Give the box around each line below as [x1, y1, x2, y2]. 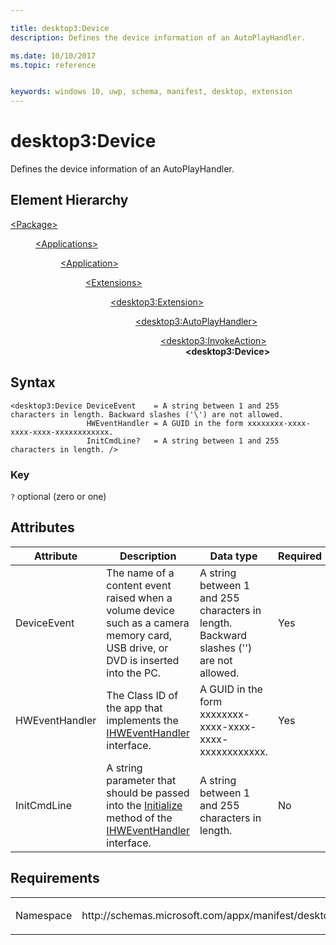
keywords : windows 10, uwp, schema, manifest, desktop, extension [10, 87, 293, 97]
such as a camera [106, 616, 190, 630]
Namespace [15, 908, 73, 922]
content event [106, 578, 172, 592]
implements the [106, 713, 179, 727]
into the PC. [106, 666, 162, 680]
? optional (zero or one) [10, 490, 107, 502]
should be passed [106, 786, 190, 800]
